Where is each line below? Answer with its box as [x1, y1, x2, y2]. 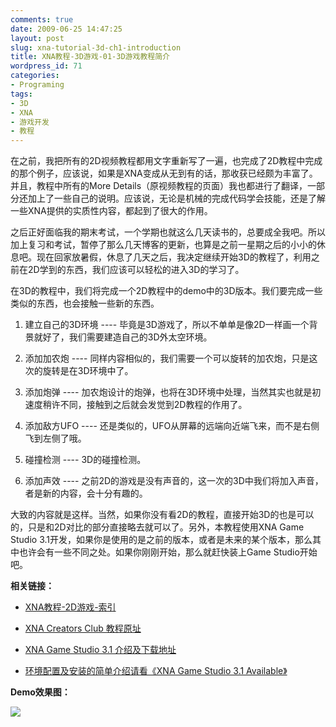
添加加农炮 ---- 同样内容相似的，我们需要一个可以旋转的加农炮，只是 [24, 352, 310, 365]
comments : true [10, 14, 74, 25]
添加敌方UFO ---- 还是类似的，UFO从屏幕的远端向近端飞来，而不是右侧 [24, 420, 320, 432]
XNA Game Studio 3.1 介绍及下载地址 [24, 644, 177, 656]
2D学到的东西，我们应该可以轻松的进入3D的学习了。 [27, 264, 245, 276]
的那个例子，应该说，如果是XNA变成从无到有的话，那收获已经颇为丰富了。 [10, 167, 318, 180]
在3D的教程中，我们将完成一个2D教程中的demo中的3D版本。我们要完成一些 [10, 285, 323, 297]
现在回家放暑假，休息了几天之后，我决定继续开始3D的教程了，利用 [36, 251, 312, 263]
